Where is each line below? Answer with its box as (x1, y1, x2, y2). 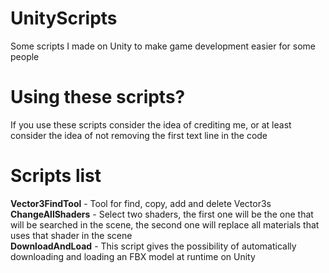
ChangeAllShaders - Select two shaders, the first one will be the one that (10, 208, 314, 220)
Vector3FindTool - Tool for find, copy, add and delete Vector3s (10, 197, 272, 209)
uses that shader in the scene (10, 229, 133, 241)
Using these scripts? (10, 86, 186, 109)
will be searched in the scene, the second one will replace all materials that (10, 218, 320, 231)
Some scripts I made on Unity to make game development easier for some (10, 40, 316, 52)
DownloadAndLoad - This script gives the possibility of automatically (10, 240, 297, 252)
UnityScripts (10, 7, 118, 30)
